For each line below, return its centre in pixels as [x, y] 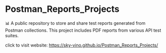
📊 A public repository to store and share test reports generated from [75, 23]
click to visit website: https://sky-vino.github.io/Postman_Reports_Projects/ [82, 45]
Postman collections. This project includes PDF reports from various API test [83, 30]
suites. [12, 35]
